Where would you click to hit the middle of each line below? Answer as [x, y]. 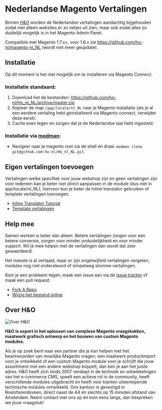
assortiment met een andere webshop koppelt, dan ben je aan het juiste [76, 366]
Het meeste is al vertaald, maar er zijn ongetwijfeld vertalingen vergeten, [77, 260]
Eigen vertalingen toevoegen [50, 167]
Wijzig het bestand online [37, 294]
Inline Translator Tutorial [36, 204]
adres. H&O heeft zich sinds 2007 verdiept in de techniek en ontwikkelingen [81, 371]
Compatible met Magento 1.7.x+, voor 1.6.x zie [51, 42]
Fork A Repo [24, 290]
